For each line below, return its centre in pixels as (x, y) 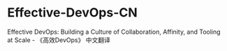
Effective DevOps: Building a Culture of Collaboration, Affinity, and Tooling (114, 32)
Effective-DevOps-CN (72, 13)
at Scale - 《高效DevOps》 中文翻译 (59, 40)
